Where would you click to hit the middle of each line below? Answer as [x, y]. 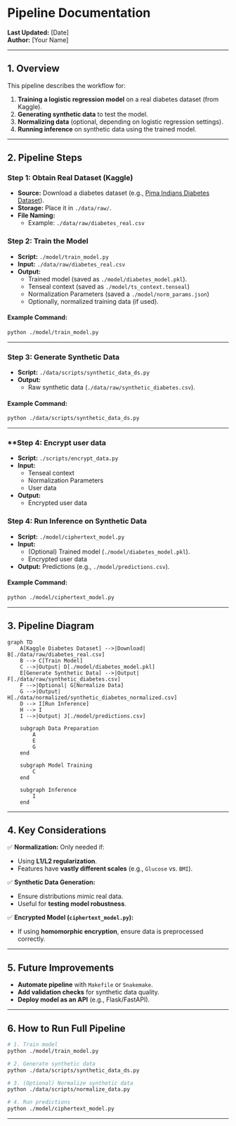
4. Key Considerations [57, 830]
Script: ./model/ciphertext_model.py [71, 537]
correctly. [31, 939]
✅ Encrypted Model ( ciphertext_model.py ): [71, 917]
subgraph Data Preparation [59, 728]
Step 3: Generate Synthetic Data [64, 357]
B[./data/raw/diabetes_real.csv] [56, 654]
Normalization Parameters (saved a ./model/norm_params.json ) [118, 294]
